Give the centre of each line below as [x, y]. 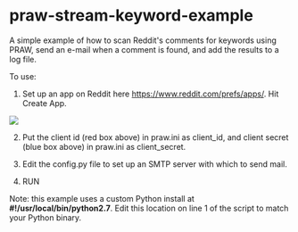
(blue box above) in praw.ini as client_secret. [104, 146]
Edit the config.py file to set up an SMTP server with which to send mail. [154, 164]
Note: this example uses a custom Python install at [102, 198]
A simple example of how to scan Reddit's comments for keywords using [143, 40]
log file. [23, 59]
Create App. [44, 103]
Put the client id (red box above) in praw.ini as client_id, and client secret [155, 137]
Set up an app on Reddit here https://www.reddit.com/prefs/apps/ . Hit [150, 94]
